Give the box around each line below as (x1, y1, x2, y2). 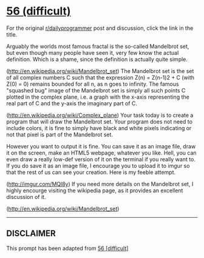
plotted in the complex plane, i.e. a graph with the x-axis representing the (6, 93, 189, 100)
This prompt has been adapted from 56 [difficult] (6, 245, 129, 252)
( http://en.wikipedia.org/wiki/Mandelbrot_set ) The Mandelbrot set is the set (6, 67, 194, 74)
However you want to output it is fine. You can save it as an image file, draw (6, 142, 196, 150)
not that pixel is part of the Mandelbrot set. (6, 131, 114, 138)
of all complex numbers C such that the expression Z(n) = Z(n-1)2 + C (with (6, 74, 195, 81)
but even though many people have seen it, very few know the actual (6, 49, 179, 56)
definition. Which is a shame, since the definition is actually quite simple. (6, 55, 188, 63)
